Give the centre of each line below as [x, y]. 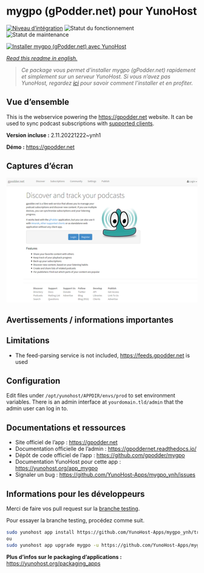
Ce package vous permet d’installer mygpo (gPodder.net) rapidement [108, 70]
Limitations [28, 340]
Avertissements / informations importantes [90, 320]
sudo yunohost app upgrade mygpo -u [53, 545]
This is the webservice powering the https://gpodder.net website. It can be [100, 116]
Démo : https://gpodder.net [40, 147]
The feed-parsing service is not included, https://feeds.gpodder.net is [102, 355]
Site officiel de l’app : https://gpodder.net [66, 443]
